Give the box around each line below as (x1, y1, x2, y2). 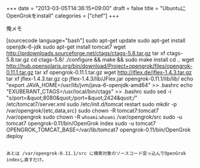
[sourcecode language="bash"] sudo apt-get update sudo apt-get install (6, 37, 186, 44)
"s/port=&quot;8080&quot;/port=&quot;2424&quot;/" (6, 94, 138, 101)
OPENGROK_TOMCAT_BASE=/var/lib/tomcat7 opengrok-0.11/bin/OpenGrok (6, 126, 191, 133)
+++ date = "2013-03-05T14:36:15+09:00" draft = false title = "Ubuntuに (6, 5, 186, 11)
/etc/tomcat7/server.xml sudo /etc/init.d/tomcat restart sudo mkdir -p (6, 101, 177, 107)
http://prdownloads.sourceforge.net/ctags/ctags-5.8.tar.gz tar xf (6, 50, 166, 56)
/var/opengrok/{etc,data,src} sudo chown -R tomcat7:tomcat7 (6, 107, 159, 114)
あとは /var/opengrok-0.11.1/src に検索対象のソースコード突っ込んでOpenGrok (6, 151, 187, 157)
